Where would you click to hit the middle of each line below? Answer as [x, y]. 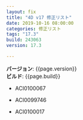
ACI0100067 [30, 88]
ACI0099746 [31, 99]
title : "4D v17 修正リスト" [39, 17]
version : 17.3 [24, 46]
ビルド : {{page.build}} [33, 76]
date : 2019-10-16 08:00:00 [40, 23]
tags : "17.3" [23, 34]
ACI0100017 [30, 112]
